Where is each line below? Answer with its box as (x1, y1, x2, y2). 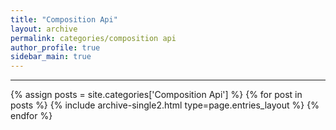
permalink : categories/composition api (10, 33, 177, 43)
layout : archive (10, 24, 78, 34)
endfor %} (10, 110, 53, 122)
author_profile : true (10, 42, 101, 53)
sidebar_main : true (10, 52, 92, 62)
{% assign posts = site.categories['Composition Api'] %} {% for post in (10, 89, 303, 101)
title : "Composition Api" (10, 14, 118, 25)
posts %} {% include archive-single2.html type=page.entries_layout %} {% (10, 99, 320, 111)
